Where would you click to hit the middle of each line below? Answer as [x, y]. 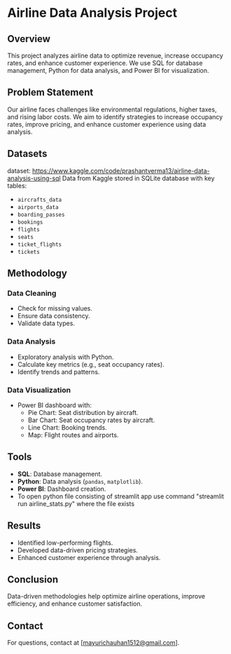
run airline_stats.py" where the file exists [76, 503]
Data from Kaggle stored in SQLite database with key [138, 178]
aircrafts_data [40, 200]
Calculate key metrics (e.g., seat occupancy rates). [91, 364]
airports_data [38, 207]
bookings [30, 222]
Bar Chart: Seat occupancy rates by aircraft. [91, 420]
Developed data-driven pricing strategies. [78, 550]
